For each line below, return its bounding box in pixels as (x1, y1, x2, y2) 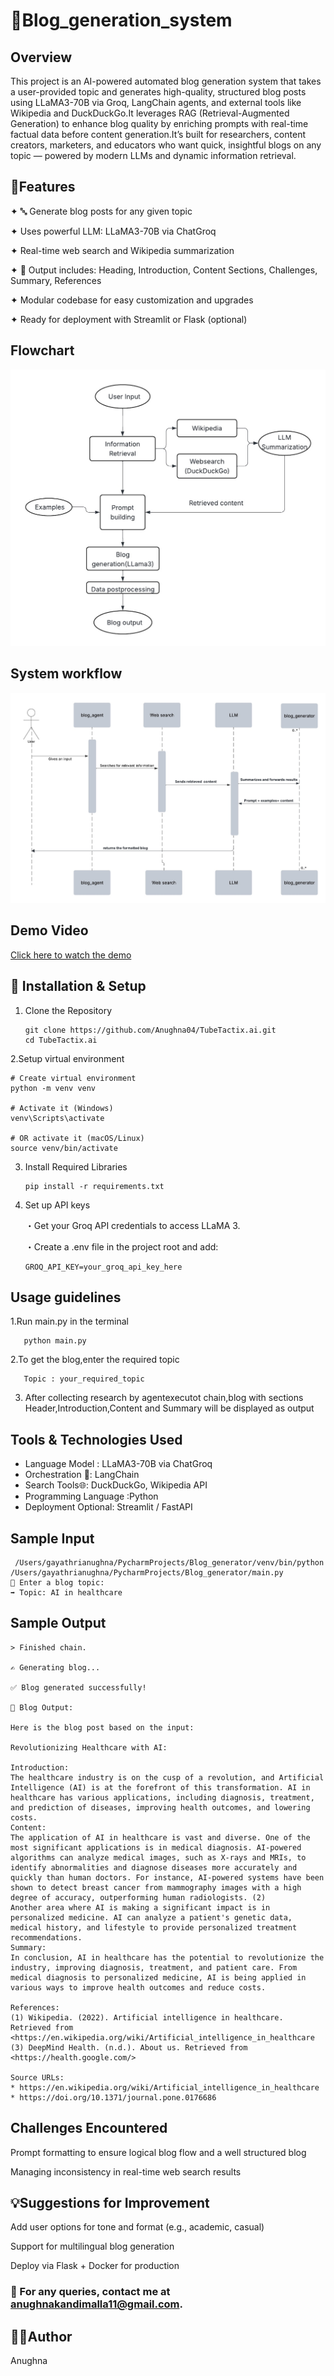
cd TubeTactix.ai (24, 1035, 98, 1045)
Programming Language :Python (24, 1490, 159, 1503)
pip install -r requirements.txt (24, 1181, 165, 1191)
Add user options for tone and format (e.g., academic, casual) (10, 2221, 265, 2233)
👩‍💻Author (10, 2328, 73, 2345)
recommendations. (10, 1932, 83, 1943)
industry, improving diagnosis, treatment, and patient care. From (10, 1962, 298, 1973)
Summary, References (10, 274, 102, 286)
